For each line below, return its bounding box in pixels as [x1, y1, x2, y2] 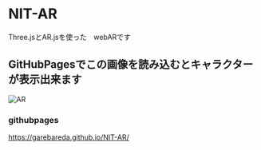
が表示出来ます [8, 73, 82, 86]
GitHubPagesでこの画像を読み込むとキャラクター [8, 57, 254, 72]
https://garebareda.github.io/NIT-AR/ [8, 132, 129, 142]
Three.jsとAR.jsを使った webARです [8, 32, 132, 41]
